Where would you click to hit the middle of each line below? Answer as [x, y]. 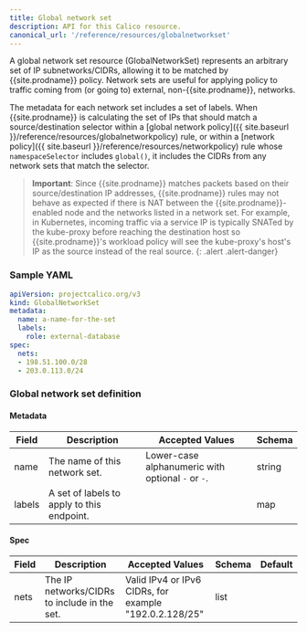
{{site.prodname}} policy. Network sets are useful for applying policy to [144, 80]
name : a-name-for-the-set [67, 320]
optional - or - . [177, 478]
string [269, 467]
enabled [47, 213]
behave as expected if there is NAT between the [122, 203]
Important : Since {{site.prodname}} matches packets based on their [160, 184]
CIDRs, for [147, 591]
